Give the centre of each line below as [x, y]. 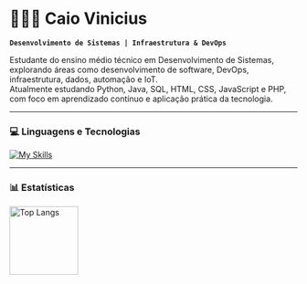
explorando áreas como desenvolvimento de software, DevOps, [129, 69]
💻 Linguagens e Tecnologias [75, 131]
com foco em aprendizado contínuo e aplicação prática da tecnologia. [141, 99]
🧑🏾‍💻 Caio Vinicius [79, 19]
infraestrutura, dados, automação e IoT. [84, 79]
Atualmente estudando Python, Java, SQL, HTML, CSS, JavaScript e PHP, [148, 89]
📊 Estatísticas [42, 188]
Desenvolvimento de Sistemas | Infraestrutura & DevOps [118, 43]
